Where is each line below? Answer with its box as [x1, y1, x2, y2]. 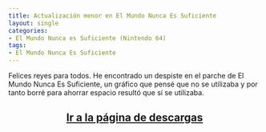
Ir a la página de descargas [66, 111, 204, 125]
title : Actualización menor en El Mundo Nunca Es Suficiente [8, 11, 217, 20]
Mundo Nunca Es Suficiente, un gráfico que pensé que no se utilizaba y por [8, 79, 258, 89]
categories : [8, 26, 48, 34]
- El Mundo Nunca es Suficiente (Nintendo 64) [8, 34, 167, 42]
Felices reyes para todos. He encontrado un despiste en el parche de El [8, 71, 244, 80]
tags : [8, 42, 26, 50]
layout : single [8, 19, 59, 27]
